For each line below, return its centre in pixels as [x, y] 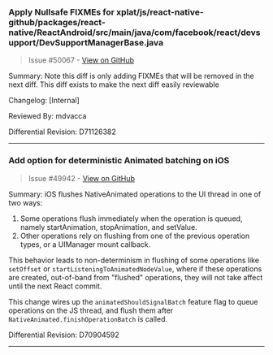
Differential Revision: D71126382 [62, 132]
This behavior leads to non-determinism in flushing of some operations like [134, 260]
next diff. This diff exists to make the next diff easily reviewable [114, 84]
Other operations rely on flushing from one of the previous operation [135, 236]
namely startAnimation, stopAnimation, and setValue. [108, 227]
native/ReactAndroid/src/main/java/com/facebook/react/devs [134, 32]
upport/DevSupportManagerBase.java [86, 42]
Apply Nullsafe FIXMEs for [62, 12]
